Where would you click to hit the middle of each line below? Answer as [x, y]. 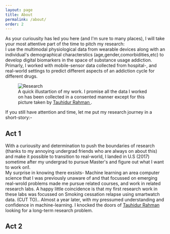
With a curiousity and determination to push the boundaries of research [80, 146]
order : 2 [14, 24]
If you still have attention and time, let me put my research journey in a [79, 112]
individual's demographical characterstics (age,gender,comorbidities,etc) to [84, 55]
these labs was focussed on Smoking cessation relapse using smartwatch [82, 194]
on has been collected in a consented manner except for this [81, 97]
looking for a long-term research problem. [49, 211]
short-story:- [19, 118]
